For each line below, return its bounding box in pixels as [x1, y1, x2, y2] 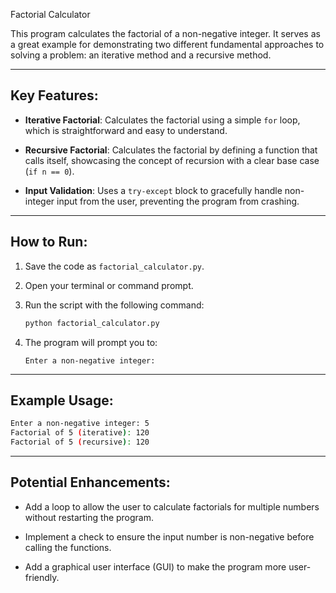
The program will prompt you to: [24, 336, 158, 348]
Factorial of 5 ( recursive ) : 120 [10, 437, 150, 448]
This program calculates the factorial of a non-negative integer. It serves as [10, 28, 321, 39]
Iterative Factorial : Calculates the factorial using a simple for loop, [24, 114, 301, 126]
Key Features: [10, 87, 99, 104]
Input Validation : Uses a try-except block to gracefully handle [24, 184, 283, 196]
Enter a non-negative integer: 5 [10, 419, 150, 429]
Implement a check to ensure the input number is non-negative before [24, 530, 315, 543]
